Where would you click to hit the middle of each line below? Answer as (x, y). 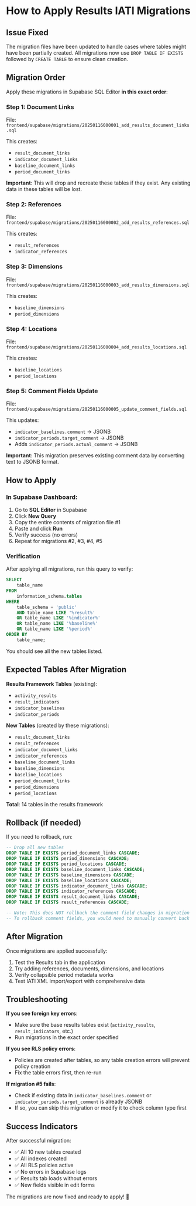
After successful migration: (39, 1141)
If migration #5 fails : (31, 1084)
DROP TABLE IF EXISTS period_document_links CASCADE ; (73, 853)
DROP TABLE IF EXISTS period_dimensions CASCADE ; (68, 859)
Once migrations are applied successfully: (57, 951)
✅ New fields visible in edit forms (55, 1185)
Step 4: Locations (32, 329)
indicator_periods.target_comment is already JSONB (78, 1102)
